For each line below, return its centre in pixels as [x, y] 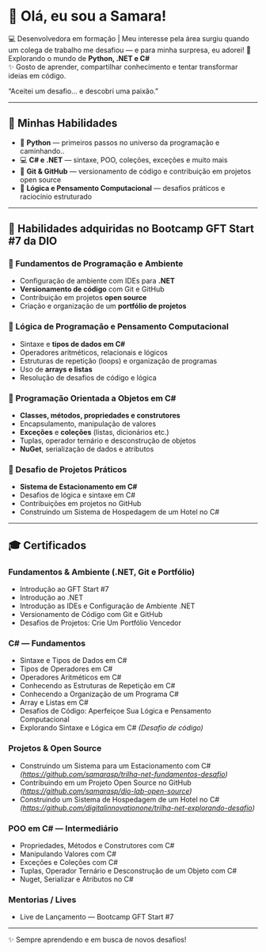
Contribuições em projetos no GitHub [80, 504]
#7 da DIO [33, 241]
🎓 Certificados [47, 545]
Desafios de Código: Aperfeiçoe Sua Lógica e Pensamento [115, 711]
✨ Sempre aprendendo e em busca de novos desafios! [97, 940]
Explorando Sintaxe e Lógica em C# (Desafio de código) [111, 728]
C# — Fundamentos [47, 643]
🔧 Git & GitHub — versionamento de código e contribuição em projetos [135, 171]
